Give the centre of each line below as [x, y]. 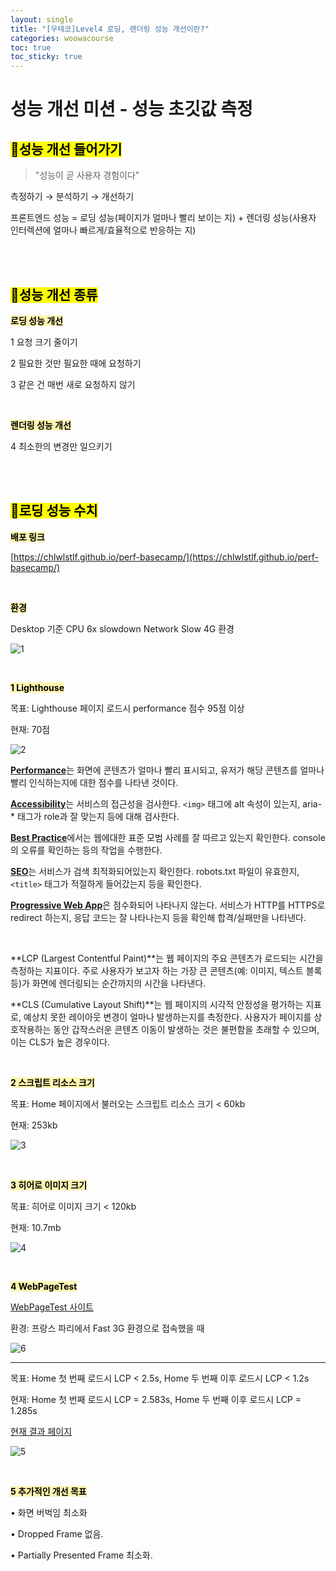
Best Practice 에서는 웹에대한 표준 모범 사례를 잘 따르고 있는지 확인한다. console [168, 837]
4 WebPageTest [44, 1286]
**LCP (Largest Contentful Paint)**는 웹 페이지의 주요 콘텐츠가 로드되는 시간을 [167, 958]
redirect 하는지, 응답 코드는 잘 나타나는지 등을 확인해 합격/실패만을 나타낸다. [158, 917]
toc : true [31, 47]
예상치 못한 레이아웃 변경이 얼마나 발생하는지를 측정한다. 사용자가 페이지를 [167, 1017]
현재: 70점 [30, 729]
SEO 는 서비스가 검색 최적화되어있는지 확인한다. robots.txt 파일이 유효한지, [155, 871]
